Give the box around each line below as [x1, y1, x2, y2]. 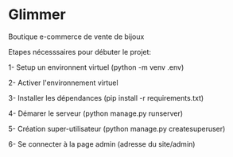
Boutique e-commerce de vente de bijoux [8, 32, 145, 41]
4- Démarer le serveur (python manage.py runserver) [8, 109, 184, 118]
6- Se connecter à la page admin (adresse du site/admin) [8, 139, 196, 148]
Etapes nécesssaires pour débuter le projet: [8, 47, 152, 56]
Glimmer [8, 6, 66, 24]
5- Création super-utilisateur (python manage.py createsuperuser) [8, 124, 226, 133]
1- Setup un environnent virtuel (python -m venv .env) [8, 62, 184, 72]
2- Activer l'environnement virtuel [8, 78, 118, 87]
